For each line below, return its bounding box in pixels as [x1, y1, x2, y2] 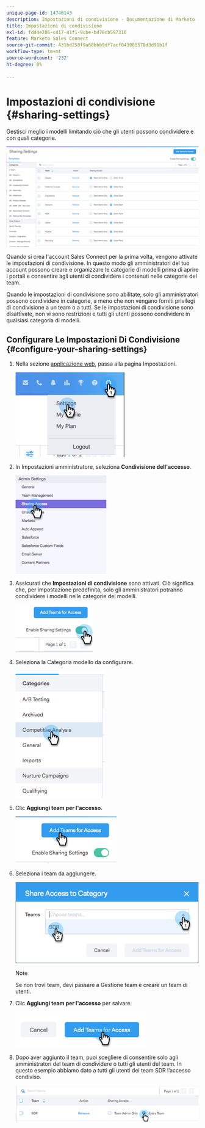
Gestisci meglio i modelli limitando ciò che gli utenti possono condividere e [6, 128, 194, 136]
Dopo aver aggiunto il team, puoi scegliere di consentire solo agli [15, 1054, 179, 1061]
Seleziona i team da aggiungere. [15, 870, 96, 877]
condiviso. [15, 1073, 41, 1080]
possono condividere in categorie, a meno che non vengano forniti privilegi [6, 297, 195, 305]
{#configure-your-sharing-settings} [6, 344, 148, 354]
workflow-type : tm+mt [6, 49, 62, 55]
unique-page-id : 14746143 [6, 10, 72, 16]
